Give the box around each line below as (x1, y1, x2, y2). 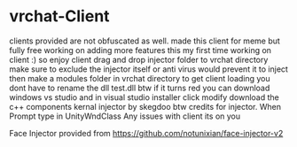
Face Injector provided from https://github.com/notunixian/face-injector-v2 (9, 128, 284, 138)
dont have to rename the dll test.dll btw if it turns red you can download (9, 82, 270, 93)
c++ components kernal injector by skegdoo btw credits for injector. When (9, 101, 282, 112)
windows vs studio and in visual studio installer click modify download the (9, 91, 279, 103)
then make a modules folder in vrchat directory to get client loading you (9, 73, 270, 83)
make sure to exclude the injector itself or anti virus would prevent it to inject (9, 64, 288, 74)
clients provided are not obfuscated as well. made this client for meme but (9, 35, 281, 46)
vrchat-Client (9, 6, 110, 27)
